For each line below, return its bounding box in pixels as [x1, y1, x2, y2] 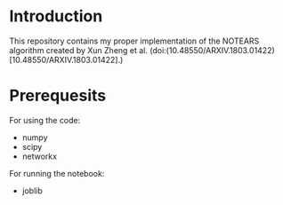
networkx [21, 151, 58, 162]
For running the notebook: [9, 168, 105, 178]
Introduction [9, 6, 103, 27]
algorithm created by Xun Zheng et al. [9, 44, 149, 55]
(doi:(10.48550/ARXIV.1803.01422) [150, 44, 276, 55]
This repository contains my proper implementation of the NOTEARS [9, 35, 260, 46]
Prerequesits [9, 86, 107, 106]
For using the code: [9, 114, 81, 125]
